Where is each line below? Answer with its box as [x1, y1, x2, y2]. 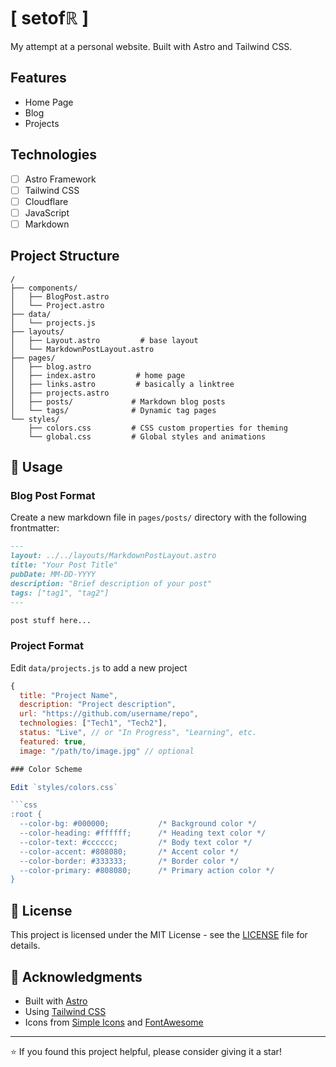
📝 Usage [10, 459, 63, 476]
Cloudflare [24, 195, 69, 207]
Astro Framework [24, 173, 97, 185]
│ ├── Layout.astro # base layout [10, 335, 199, 345]
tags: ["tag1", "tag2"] [10, 588, 110, 598]
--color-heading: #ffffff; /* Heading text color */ [19, 828, 267, 839]
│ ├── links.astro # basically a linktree [10, 379, 235, 389]
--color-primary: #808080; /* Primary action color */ [19, 865, 275, 875]
